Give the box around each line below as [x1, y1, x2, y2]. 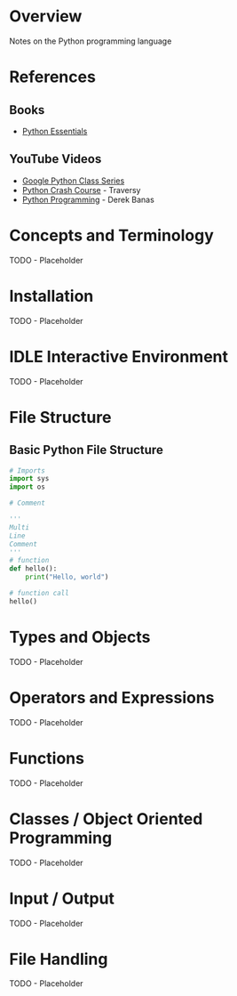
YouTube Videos [9, 151, 102, 166]
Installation [9, 286, 94, 306]
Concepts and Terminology [9, 225, 215, 246]
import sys [9, 474, 50, 483]
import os [9, 482, 46, 491]
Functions [9, 748, 84, 768]
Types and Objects [9, 628, 151, 647]
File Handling [9, 949, 108, 969]
